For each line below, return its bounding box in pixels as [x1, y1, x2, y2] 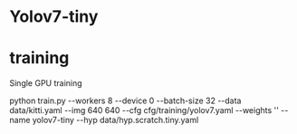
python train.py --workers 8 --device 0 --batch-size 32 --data [9, 95, 242, 106]
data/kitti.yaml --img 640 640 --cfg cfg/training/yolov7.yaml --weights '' [9, 105, 279, 116]
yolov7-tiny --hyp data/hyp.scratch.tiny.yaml [32, 115, 199, 126]
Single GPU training [9, 78, 83, 89]
